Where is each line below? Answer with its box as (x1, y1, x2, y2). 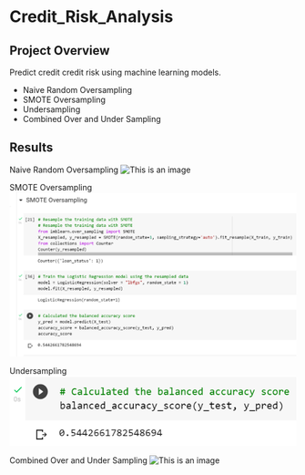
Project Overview (9, 43, 110, 58)
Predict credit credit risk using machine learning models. (9, 67, 221, 77)
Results (9, 139, 54, 156)
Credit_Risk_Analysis (9, 6, 174, 27)
